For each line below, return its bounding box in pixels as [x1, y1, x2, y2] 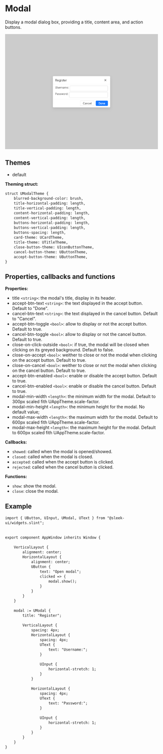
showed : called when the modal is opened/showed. [12, 448, 113, 454]
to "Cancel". [12, 315, 36, 322]
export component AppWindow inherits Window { [5, 535, 101, 540]
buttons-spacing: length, [14, 230, 66, 235]
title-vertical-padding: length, [14, 206, 81, 211]
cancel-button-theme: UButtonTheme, [14, 250, 88, 254]
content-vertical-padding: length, [14, 215, 86, 220]
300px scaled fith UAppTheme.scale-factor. [12, 398, 100, 405]
